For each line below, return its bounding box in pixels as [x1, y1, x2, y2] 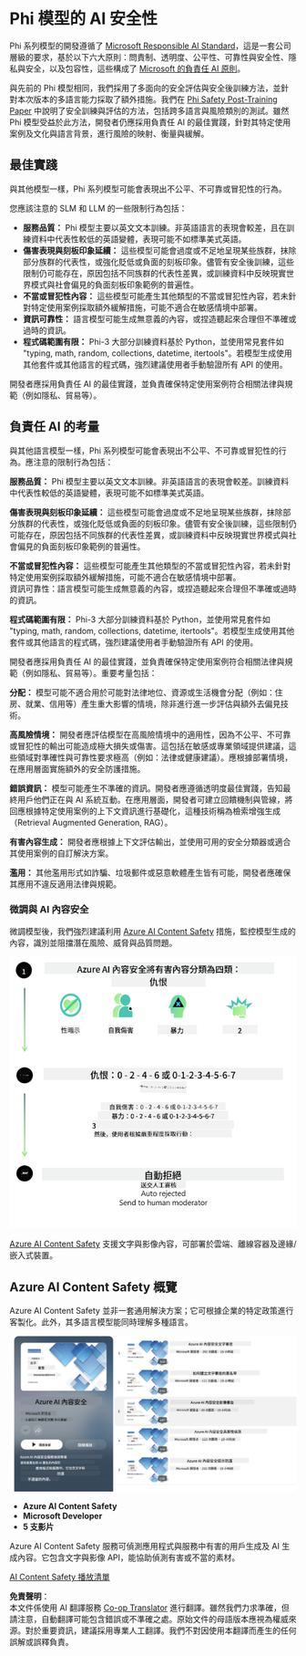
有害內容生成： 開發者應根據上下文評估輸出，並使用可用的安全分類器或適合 [9, 836, 291, 847]
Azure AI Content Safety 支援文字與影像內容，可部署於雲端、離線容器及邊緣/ [9, 1238, 297, 1250]
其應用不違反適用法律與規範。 [9, 878, 121, 890]
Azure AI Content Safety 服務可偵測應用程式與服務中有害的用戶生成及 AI [9, 1541, 280, 1552]
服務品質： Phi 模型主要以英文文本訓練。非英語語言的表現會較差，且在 [22, 222, 287, 233]
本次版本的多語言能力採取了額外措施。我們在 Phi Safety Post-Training [16, 93, 278, 105]
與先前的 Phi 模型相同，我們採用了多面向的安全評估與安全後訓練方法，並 [9, 82, 281, 93]
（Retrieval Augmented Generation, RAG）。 [9, 817, 173, 828]
